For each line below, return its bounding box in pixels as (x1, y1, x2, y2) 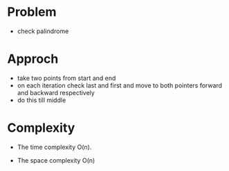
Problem (7, 4, 57, 20)
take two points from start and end (17, 74, 116, 82)
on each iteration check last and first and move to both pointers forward (17, 81, 223, 90)
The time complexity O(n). (17, 143, 92, 151)
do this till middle (17, 96, 66, 104)
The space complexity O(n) (17, 156, 95, 164)
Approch (7, 51, 59, 67)
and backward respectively (17, 88, 95, 97)
